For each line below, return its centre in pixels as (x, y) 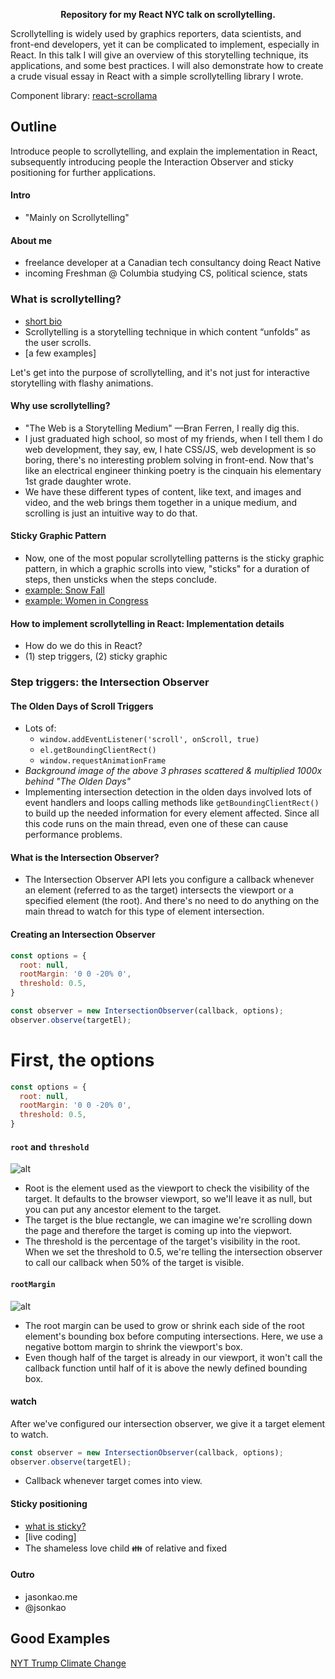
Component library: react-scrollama (84, 95)
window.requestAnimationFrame (103, 761)
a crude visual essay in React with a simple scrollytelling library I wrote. (157, 76)
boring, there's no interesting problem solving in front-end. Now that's (169, 460)
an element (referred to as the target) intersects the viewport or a (159, 890)
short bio (43, 321)
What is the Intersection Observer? (85, 857)
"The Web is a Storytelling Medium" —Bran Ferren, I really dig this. (162, 428)
